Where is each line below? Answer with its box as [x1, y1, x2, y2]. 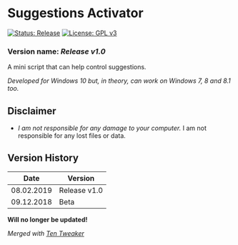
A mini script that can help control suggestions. [7, 63, 147, 71]
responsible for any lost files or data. [17, 131, 127, 140]
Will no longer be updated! [7, 215, 88, 224]
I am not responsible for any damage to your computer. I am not [17, 124, 207, 133]
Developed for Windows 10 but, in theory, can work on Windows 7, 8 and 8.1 [7, 76, 231, 85]
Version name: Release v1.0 [7, 46, 106, 56]
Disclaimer [7, 105, 56, 117]
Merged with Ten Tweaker [7, 229, 84, 237]
